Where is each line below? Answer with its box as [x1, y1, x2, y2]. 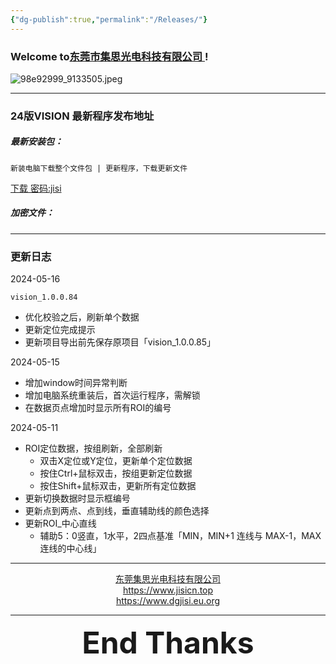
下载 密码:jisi [10, 182, 62, 194]
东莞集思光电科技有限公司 [115, 573, 221, 585]
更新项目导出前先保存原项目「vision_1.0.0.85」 [24, 336, 217, 348]
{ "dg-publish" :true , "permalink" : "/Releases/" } [10, 14, 208, 25]
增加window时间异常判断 [24, 377, 128, 389]
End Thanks [81, 624, 255, 662]
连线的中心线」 [39, 542, 102, 555]
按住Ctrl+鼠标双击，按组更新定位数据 [39, 467, 193, 480]
